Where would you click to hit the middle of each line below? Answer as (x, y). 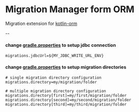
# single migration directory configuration (53, 78)
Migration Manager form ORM (70, 9)
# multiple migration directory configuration (56, 91)
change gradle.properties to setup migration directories (66, 67)
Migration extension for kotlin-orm (41, 23)
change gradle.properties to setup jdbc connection (61, 45)
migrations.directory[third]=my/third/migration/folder (66, 105)
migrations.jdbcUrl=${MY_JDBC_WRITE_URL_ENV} (54, 56)
